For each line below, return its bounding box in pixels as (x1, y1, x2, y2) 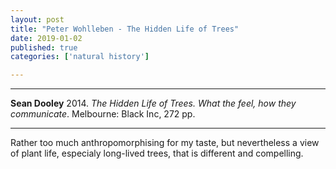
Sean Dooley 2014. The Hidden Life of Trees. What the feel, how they (10, 97, 297, 110)
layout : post (10, 14, 65, 25)
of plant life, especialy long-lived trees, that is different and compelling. (10, 147, 304, 160)
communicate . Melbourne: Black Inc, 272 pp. (10, 108, 196, 120)
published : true (10, 42, 78, 53)
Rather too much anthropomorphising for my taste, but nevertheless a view (10, 137, 320, 149)
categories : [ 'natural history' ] (10, 52, 150, 62)
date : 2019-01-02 (10, 33, 83, 43)
